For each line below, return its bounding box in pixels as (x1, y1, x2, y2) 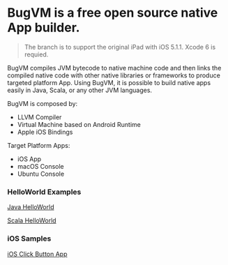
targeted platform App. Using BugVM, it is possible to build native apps (7, 78, 211, 86)
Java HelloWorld (7, 203, 54, 211)
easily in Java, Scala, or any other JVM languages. (7, 86, 152, 94)
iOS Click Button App (7, 250, 68, 258)
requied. (24, 50, 49, 59)
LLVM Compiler (17, 113, 62, 121)
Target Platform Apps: (7, 141, 70, 149)
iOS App (17, 155, 42, 163)
